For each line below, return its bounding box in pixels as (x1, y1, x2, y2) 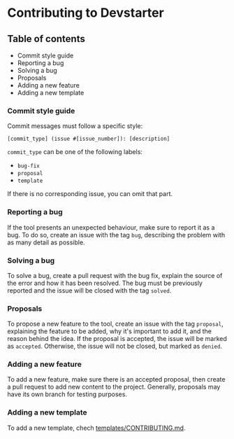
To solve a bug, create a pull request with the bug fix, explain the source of (7, 271, 223, 279)
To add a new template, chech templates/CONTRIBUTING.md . (7, 424, 186, 432)
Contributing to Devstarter (7, 5, 164, 21)
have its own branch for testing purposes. (7, 390, 128, 398)
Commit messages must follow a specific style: (7, 122, 143, 130)
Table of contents (7, 33, 85, 45)
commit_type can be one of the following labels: (7, 148, 143, 156)
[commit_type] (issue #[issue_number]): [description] (7, 135, 170, 143)
